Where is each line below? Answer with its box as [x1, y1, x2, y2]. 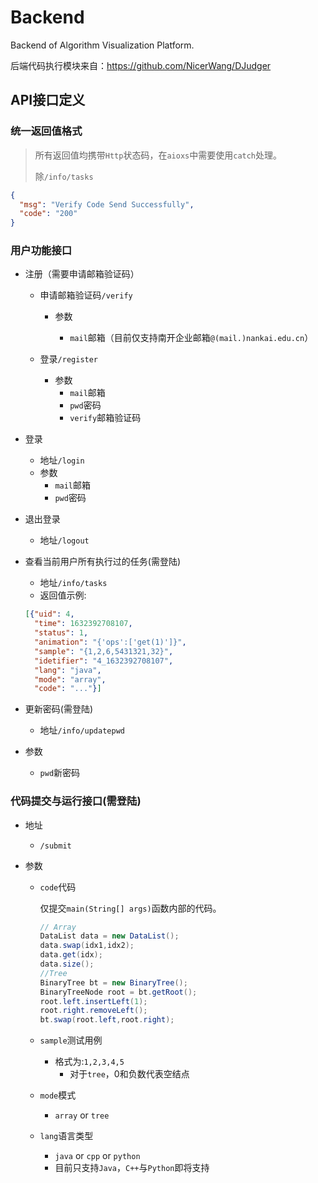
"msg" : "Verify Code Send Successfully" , [19, 199, 195, 210]
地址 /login [39, 454, 85, 466]
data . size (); [39, 959, 95, 970]
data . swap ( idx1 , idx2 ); [39, 941, 135, 951]
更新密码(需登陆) [24, 703, 94, 715]
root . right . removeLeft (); [39, 1006, 148, 1016]
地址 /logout [39, 534, 90, 546]
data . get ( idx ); [39, 950, 103, 960]
